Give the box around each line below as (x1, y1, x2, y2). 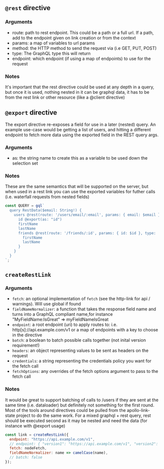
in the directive (12, 332, 42, 338)
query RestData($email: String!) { (9, 208, 82, 213)
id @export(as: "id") (18, 217, 62, 222)
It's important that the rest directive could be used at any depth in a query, (5, 84, 155, 90)
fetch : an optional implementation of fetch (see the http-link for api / (12, 296, 150, 302)
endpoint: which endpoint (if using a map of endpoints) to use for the (12, 56, 151, 61)
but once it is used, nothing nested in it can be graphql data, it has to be (5, 89, 150, 95)
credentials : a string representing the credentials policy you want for (12, 358, 152, 364)
